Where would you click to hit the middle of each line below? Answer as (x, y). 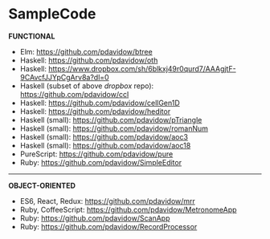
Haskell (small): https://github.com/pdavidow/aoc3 (104, 136)
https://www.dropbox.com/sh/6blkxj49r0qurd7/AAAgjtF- (142, 68)
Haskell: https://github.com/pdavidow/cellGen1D (100, 103)
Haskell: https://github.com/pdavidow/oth (89, 60)
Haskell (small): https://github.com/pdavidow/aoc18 (105, 145)
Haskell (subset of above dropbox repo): (87, 86)
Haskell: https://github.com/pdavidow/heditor (95, 111)
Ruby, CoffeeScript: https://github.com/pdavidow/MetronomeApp (128, 209)
